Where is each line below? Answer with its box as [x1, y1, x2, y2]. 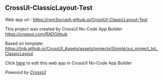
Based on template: [5, 40, 44, 46]
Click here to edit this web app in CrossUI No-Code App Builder [5, 60, 132, 66]
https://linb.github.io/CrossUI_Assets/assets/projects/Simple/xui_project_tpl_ [5, 45, 158, 51]
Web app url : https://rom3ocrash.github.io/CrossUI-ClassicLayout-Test [5, 16, 148, 22]
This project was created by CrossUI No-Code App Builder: [5, 26, 124, 32]
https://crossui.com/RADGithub [5, 31, 68, 37]
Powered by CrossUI [5, 69, 46, 75]
